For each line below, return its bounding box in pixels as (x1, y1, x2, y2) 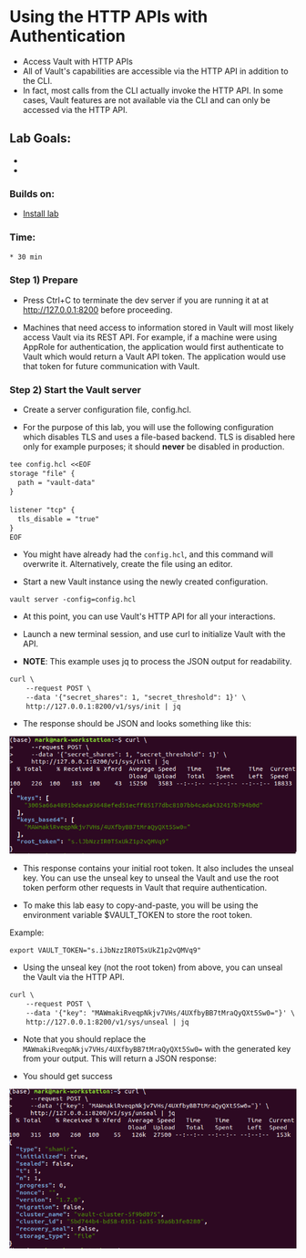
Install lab (22, 208, 59, 220)
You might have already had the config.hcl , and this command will (22, 549, 273, 560)
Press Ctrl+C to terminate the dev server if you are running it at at (22, 294, 269, 305)
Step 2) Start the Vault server (9, 383, 141, 396)
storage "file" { (9, 469, 76, 478)
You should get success (22, 1070, 113, 1081)
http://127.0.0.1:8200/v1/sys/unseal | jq (25, 1017, 189, 1026)
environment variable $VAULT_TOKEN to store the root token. (22, 909, 253, 920)
